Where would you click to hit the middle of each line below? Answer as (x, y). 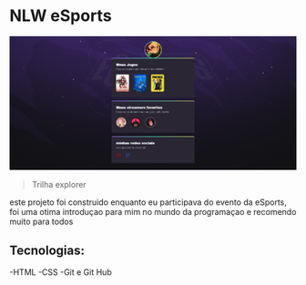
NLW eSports (61, 16)
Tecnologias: (47, 250)
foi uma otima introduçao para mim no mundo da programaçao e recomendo (153, 212)
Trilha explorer (59, 185)
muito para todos (41, 222)
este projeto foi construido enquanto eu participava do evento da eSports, (148, 202)
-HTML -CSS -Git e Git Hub (61, 272)
